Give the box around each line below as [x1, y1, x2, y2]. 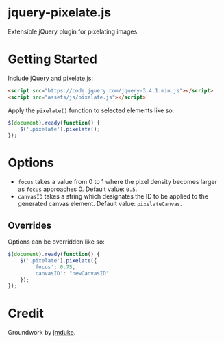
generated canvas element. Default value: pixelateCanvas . [17, 200, 182, 208]
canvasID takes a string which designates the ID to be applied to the [17, 192, 208, 201]
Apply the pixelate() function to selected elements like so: [8, 106, 175, 114]
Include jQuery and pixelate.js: [8, 74, 94, 82]
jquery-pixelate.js [8, 5, 112, 21]
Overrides [8, 219, 52, 231]
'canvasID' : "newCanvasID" [32, 270, 110, 277]
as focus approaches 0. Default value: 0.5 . [17, 185, 138, 193]
